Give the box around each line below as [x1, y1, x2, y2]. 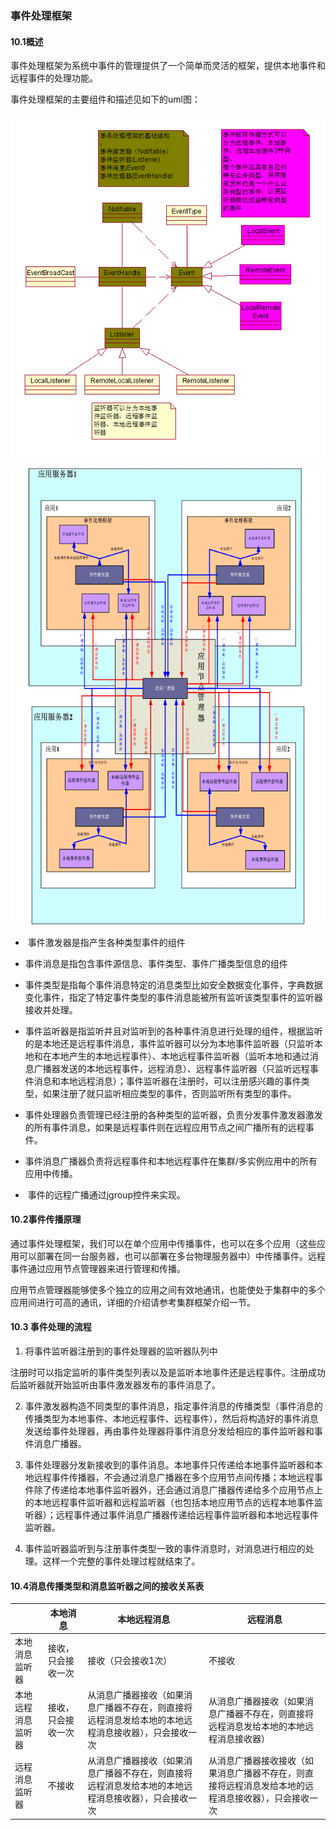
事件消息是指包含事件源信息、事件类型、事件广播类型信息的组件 [24, 957, 288, 969]
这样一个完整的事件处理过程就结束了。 [42, 1555, 201, 1567]
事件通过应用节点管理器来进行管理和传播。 [10, 1262, 186, 1274]
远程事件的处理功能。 [10, 72, 98, 84]
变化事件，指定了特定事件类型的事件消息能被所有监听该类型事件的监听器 [24, 991, 323, 1003]
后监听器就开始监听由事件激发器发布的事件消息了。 [10, 1379, 221, 1391]
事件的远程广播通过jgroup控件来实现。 [27, 1188, 186, 1201]
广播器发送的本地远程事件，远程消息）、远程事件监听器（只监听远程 [33, 1062, 310, 1074]
